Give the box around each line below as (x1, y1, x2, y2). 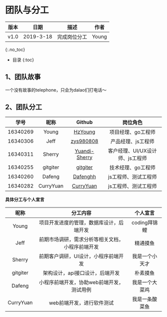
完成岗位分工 (57, 33, 87, 40)
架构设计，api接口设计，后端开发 (43, 269, 120, 276)
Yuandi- (75, 147, 94, 154)
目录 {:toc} (12, 57, 34, 63)
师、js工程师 (118, 155, 147, 162)
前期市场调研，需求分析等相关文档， (39, 236, 124, 243)
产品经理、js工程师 (110, 138, 155, 145)
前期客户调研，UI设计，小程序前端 (39, 252, 119, 259)
